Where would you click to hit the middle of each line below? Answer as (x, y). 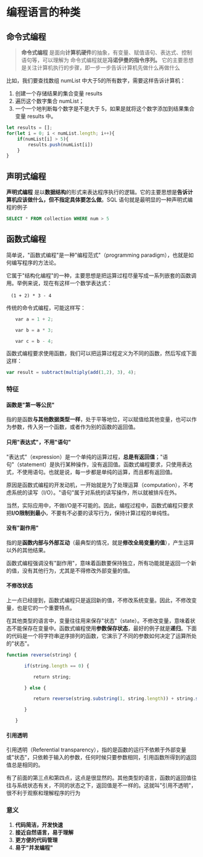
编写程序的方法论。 (35, 262)
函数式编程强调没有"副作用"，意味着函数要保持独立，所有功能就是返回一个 (99, 563)
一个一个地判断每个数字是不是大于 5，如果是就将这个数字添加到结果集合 (105, 109)
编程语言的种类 (43, 12)
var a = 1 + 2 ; (34, 319)
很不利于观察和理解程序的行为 (43, 793)
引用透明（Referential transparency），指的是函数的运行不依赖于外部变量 (96, 750)
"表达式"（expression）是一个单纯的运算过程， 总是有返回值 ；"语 (87, 456)
